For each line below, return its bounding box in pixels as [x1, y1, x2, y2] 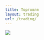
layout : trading [5, 12, 39, 17]
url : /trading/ [5, 16, 37, 21]
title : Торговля [5, 7, 39, 12]
